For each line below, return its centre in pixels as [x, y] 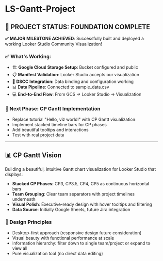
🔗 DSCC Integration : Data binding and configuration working [73, 82]
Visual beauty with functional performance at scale [63, 238]
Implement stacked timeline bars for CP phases [59, 124]
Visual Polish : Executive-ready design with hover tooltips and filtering [82, 204]
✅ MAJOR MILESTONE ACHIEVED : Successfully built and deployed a [74, 38]
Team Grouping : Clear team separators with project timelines [73, 194]
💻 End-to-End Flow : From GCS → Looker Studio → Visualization [77, 94]
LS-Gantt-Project [40, 9]
